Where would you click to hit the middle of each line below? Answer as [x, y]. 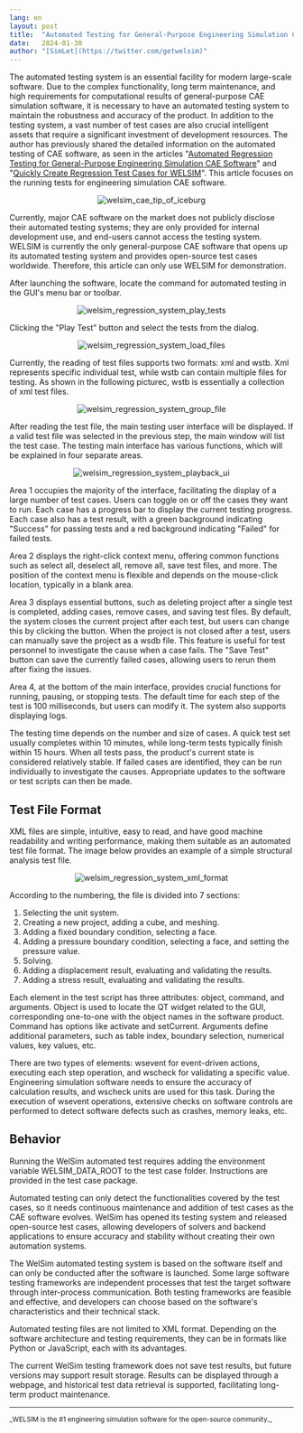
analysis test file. [41, 860]
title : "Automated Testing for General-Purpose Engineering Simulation [149, 34]
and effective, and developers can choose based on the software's [134, 1301]
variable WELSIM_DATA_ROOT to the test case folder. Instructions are [139, 1170]
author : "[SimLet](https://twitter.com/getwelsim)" [108, 52]
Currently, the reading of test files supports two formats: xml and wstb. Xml [149, 363]
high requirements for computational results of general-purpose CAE [137, 97]
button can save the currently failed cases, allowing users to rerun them [143, 660]
